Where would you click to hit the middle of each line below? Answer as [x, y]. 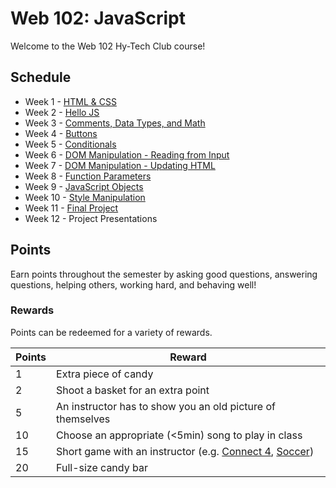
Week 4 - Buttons [61, 133]
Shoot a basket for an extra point [133, 390]
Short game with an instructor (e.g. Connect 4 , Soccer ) [185, 451]
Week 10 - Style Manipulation [85, 197]
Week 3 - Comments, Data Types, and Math [115, 123]
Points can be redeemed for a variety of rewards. [111, 332]
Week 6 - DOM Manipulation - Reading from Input [127, 154]
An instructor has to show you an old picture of [166, 406]
